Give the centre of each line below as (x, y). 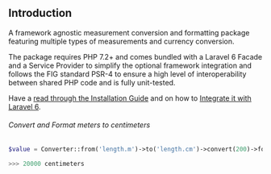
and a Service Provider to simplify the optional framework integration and (130, 65)
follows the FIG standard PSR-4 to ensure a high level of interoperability (127, 74)
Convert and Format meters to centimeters (79, 125)
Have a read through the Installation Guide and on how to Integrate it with (130, 98)
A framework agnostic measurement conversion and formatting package (129, 32)
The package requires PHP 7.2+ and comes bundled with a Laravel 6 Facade (135, 56)
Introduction (40, 13)
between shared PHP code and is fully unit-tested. (92, 82)
